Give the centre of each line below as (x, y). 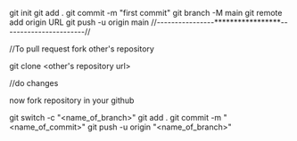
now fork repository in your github (72, 100)
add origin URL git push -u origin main (79, 22)
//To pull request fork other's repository (82, 49)
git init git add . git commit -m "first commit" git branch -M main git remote (146, 13)
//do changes (34, 83)
